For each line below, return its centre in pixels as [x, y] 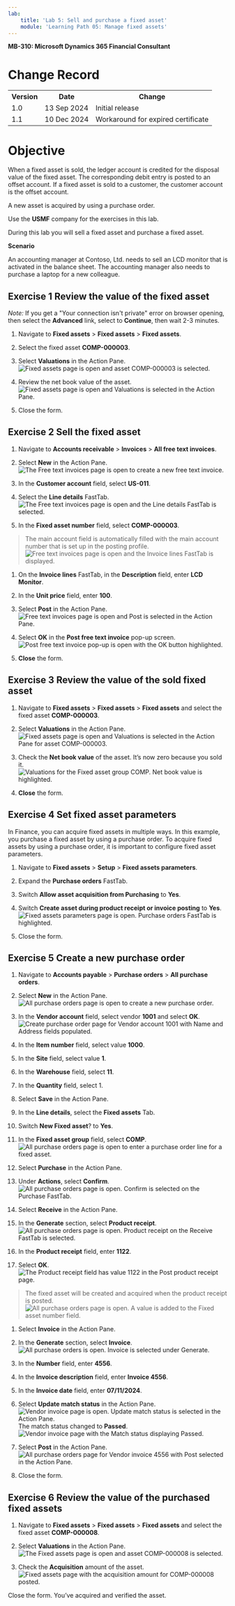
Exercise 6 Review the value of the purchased [109, 1498]
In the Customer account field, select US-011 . [84, 483]
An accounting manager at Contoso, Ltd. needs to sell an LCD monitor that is [118, 259]
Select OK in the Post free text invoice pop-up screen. [97, 637]
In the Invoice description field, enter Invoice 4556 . [93, 1377]
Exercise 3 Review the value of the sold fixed [107, 680]
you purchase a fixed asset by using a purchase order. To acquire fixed [110, 839]
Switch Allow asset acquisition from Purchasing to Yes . [99, 894]
